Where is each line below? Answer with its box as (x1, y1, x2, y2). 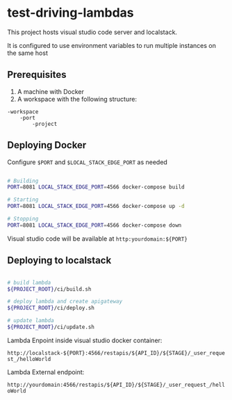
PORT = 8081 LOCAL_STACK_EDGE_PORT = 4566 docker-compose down (7, 221, 182, 229)
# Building (7, 177, 39, 184)
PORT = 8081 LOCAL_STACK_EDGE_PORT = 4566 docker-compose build (7, 184, 185, 191)
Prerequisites (7, 69, 67, 81)
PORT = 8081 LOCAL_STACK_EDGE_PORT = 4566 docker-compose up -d (7, 203, 185, 210)
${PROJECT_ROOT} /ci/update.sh (7, 323, 95, 330)
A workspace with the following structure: (17, 95, 138, 103)
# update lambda (7, 317, 54, 324)
